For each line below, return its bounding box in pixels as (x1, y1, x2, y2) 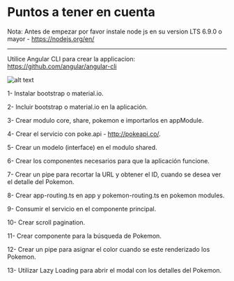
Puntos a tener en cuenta (7, 4, 155, 20)
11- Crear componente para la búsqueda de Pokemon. (7, 231, 162, 240)
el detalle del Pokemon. (7, 177, 75, 185)
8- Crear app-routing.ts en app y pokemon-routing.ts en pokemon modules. (7, 191, 225, 199)
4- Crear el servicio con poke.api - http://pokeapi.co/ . (7, 130, 162, 138)
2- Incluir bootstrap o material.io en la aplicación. (7, 102, 148, 111)
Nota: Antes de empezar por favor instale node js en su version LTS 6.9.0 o (7, 27, 223, 36)
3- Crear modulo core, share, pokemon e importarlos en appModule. (7, 116, 204, 124)
